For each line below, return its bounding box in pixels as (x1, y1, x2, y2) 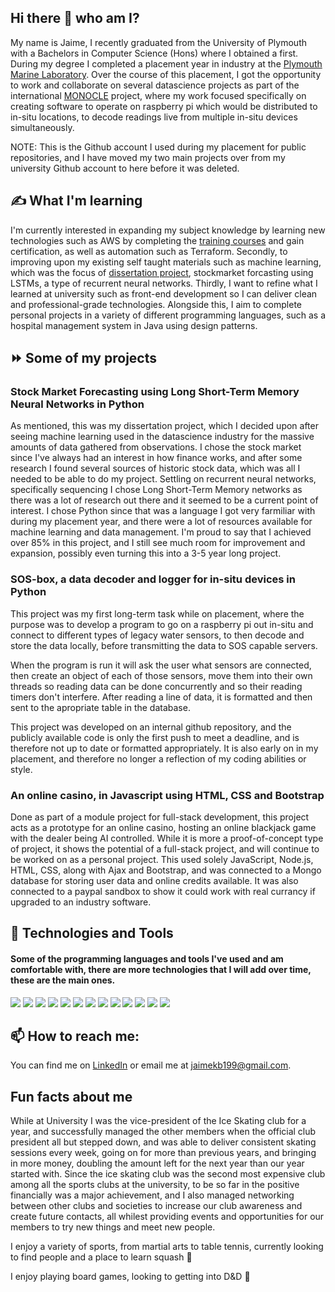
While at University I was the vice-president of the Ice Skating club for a (10, 1115, 307, 1127)
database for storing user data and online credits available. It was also (10, 874, 299, 886)
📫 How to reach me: (10, 1027, 140, 1045)
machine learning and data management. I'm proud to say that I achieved (10, 526, 312, 538)
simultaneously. (10, 121, 75, 133)
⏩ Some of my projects (10, 350, 158, 367)
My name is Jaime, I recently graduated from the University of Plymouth (10, 36, 307, 48)
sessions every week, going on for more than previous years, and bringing (10, 1147, 317, 1159)
